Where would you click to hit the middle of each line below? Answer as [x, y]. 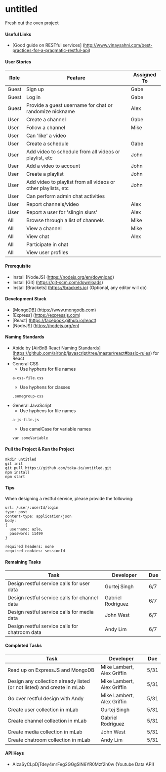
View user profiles [47, 252]
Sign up [35, 89]
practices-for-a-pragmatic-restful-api [50, 50]
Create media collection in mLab [45, 732]
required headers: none [30, 547]
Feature [76, 78]
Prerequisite [18, 266]
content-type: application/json [38, 516]
